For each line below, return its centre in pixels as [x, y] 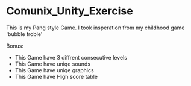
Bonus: [15, 46]
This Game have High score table [56, 76]
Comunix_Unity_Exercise [70, 11]
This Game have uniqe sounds [53, 64]
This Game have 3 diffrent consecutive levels [71, 57]
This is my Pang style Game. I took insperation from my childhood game [95, 28]
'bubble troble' [24, 34]
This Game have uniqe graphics [55, 70]
